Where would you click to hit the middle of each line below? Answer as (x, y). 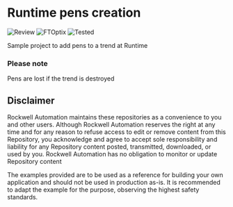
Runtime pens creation (74, 13)
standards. (23, 197)
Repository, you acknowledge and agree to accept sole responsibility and (112, 140)
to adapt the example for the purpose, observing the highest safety (103, 190)
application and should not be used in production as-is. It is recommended (114, 183)
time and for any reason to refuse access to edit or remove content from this (116, 132)
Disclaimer (31, 100)
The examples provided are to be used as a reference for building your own (115, 175)
